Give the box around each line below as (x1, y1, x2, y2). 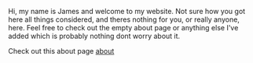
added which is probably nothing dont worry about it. (8, 31, 181, 40)
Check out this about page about (8, 47, 115, 55)
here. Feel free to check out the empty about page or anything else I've (8, 23, 239, 32)
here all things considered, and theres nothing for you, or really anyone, (8, 15, 240, 24)
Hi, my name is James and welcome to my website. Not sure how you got (8, 7, 246, 16)
